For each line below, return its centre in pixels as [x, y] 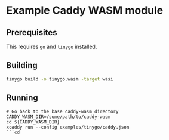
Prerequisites [32, 32]
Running [22, 98]
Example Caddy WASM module [85, 10]
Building [22, 65]
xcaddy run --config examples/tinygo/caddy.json [68, 127]
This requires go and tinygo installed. [52, 46]
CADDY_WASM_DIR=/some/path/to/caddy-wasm [59, 117]
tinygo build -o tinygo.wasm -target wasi [60, 79]
